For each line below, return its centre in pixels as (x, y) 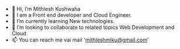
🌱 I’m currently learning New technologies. (63, 21)
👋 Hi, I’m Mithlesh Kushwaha (46, 9)
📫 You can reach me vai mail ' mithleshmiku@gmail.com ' (80, 40)
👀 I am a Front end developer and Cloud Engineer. (72, 15)
